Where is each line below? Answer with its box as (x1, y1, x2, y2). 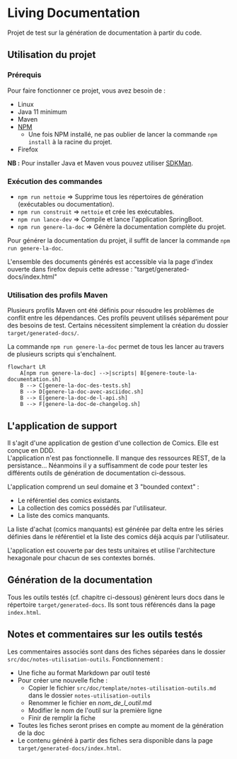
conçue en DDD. (7, 446, 55, 455)
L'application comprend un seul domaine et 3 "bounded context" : (7, 482, 200, 491)
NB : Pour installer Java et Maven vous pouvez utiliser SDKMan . (7, 158, 193, 167)
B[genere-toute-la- (140, 370, 198, 377)
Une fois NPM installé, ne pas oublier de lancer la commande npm (28, 129, 218, 139)
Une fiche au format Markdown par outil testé (17, 668, 151, 677)
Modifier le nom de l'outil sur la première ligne (28, 706, 163, 714)
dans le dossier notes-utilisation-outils (28, 691, 151, 700)
